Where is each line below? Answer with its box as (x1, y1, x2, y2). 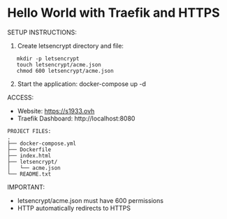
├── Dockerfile (7, 146, 52, 153)
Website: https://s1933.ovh (17, 106, 95, 115)
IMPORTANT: (7, 183, 45, 191)
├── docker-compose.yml (7, 140, 77, 147)
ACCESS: (7, 93, 34, 101)
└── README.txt (7, 170, 52, 178)
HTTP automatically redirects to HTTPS (17, 204, 131, 212)
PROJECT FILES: (7, 127, 52, 134)
